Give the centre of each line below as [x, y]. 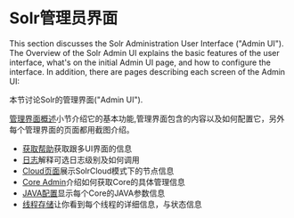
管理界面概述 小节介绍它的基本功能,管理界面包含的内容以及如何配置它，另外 [147, 118]
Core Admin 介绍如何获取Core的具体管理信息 [103, 182]
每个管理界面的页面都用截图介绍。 [72, 129]
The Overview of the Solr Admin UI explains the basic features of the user [145, 52]
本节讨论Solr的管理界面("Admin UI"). [76, 100]
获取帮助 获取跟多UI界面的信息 [77, 149]
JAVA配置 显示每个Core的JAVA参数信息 [94, 193]
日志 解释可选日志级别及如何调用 [81, 159]
